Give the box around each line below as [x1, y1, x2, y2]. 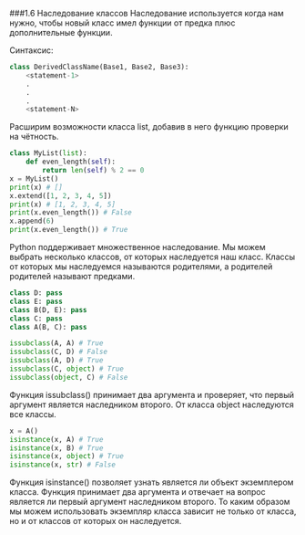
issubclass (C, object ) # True [9, 364, 125, 373]
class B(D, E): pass [9, 305, 88, 314]
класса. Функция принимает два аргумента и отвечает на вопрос [9, 487, 266, 498]
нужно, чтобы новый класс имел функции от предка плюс [9, 17, 236, 28]
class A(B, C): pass [9, 322, 88, 331]
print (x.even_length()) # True [9, 226, 128, 235]
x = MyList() [9, 173, 59, 184]
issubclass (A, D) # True [9, 356, 104, 365]
